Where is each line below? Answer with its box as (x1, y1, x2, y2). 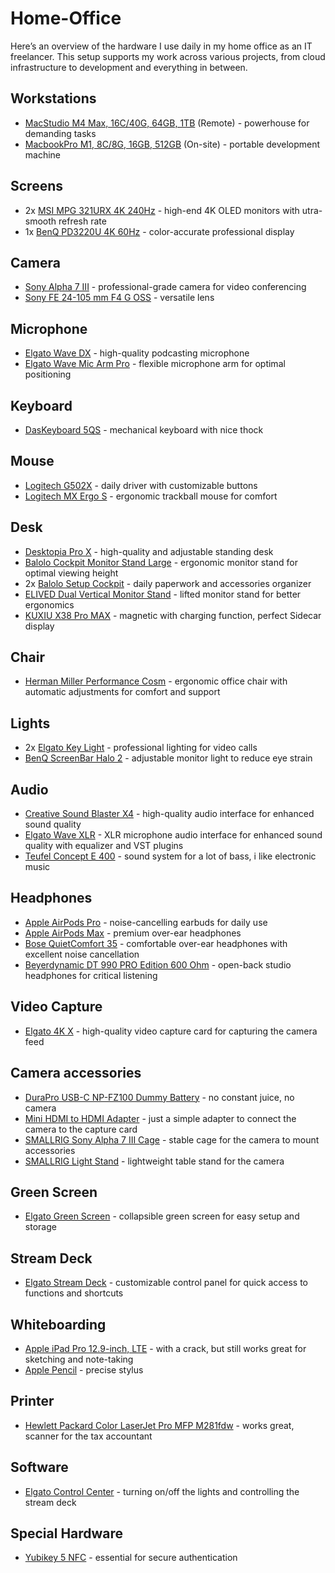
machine (24, 148, 62, 161)
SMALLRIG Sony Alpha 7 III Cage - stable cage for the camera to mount (24, 1133, 320, 1146)
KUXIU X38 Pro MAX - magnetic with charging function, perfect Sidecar (24, 609, 322, 621)
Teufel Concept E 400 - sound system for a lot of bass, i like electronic (24, 850, 317, 862)
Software (10, 1459, 69, 1476)
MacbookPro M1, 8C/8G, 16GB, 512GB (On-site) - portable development (24, 138, 321, 150)
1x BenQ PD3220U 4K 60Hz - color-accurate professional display (24, 225, 295, 237)
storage (24, 1221, 57, 1233)
